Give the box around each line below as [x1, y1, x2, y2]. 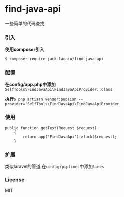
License [5, 176, 25, 183]
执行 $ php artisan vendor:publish [5, 96, 77, 102]
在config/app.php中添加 [5, 81, 56, 87]
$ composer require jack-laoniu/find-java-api [5, 56, 104, 62]
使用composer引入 [5, 46, 44, 53]
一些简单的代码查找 [5, 20, 45, 26]
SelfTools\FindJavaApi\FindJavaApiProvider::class [5, 87, 113, 92]
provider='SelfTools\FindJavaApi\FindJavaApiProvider [5, 101, 120, 106]
